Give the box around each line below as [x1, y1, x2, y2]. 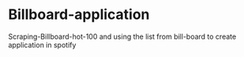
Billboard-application [8, 6, 150, 24]
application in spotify [8, 40, 77, 49]
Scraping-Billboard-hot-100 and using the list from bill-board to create [8, 32, 237, 41]
